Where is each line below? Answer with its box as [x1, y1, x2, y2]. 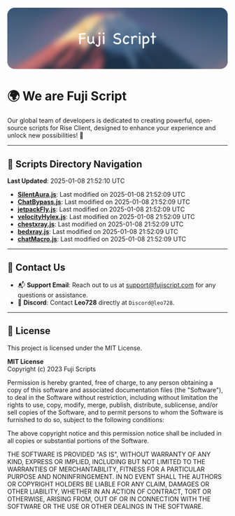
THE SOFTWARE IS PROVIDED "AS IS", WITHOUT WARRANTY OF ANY [7, 449, 211, 459]
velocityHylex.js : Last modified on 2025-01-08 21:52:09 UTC [17, 213, 195, 221]
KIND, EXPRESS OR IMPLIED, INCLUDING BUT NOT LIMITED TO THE [7, 457, 206, 466]
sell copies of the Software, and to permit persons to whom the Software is [7, 407, 224, 417]
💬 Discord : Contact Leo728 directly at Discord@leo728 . [17, 298, 175, 307]
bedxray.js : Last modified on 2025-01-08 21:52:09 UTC [17, 228, 178, 236]
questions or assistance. [17, 291, 89, 299]
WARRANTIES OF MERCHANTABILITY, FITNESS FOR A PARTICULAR [7, 465, 205, 473]
